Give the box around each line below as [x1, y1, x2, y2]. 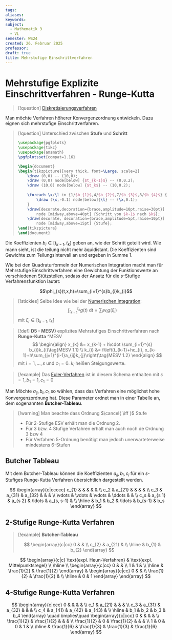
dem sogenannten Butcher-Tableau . [5, 400, 83, 406]
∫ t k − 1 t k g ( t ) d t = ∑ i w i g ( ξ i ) [68, 306, 117, 315]
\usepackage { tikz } [17, 145, 57, 150]
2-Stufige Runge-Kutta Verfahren [5, 518, 115, 527]
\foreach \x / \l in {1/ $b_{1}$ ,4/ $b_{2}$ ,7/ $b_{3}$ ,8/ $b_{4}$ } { [27, 193, 167, 198]
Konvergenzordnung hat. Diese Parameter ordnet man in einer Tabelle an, [5, 395, 160, 401]
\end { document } [17, 231, 51, 236]
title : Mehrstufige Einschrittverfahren [5, 55, 93, 60]
